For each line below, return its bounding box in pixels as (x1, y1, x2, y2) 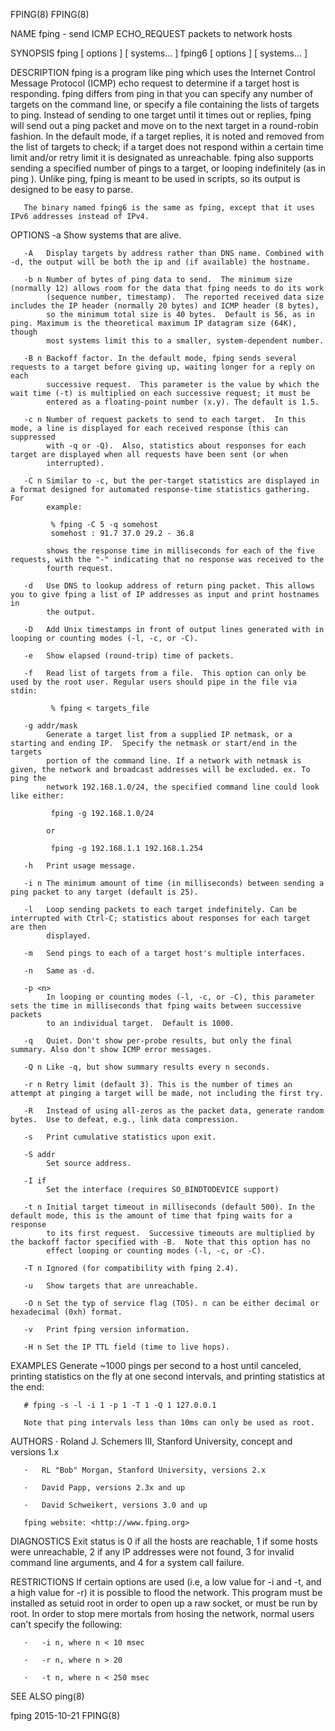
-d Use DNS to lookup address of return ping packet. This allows (23, 581, 315, 591)
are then (10, 922, 47, 932)
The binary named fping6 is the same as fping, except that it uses (23, 203, 315, 213)
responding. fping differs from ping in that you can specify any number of (10, 88, 314, 99)
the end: (10, 1381, 45, 1393)
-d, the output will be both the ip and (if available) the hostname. (10, 257, 311, 267)
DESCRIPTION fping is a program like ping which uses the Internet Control (10, 67, 316, 78)
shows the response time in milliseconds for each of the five (46, 546, 315, 556)
